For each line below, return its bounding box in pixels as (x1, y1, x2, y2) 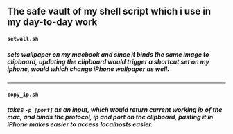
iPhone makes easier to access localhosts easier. (7, 120, 153, 128)
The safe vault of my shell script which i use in (7, 6, 212, 17)
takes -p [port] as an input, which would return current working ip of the (7, 106, 223, 114)
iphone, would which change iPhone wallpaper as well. (7, 65, 170, 73)
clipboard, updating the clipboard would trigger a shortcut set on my (7, 57, 210, 66)
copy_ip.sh (7, 91, 39, 98)
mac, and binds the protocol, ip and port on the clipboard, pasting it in (7, 113, 214, 122)
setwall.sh (7, 35, 39, 42)
